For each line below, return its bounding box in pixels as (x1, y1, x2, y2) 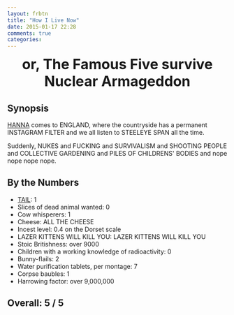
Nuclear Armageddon (44, 73, 191, 91)
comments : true (7, 29, 52, 37)
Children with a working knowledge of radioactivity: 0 (17, 247, 172, 256)
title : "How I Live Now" (7, 17, 80, 24)
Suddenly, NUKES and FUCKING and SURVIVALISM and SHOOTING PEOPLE (7, 141, 227, 150)
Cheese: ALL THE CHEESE (17, 217, 94, 226)
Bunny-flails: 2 (17, 254, 59, 263)
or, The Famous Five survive (22, 55, 213, 73)
